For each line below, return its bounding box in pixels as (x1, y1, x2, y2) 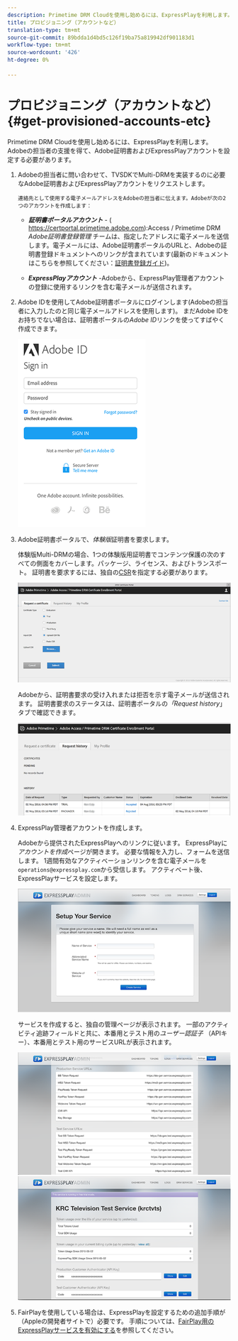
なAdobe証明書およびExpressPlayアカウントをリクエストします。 (17, 179, 209, 187)
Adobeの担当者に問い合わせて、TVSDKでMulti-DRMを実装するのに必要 (17, 170, 226, 179)
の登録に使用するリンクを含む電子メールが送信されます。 (28, 283, 196, 291)
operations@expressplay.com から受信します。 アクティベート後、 (17, 865, 207, 873)
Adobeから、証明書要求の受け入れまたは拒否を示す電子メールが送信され (17, 690, 230, 699)
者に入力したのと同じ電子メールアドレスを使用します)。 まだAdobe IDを (17, 306, 229, 315)
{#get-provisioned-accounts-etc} (7, 113, 211, 129)
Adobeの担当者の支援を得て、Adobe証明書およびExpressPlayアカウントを (7, 146, 225, 155)
